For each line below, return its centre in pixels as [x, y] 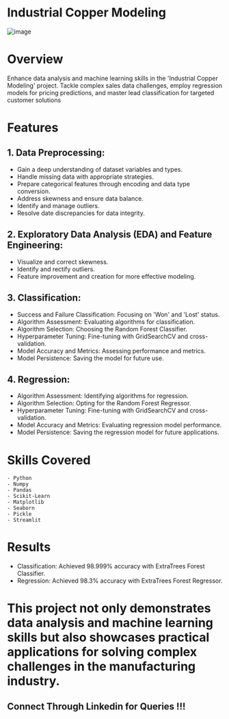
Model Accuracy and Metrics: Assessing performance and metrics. [111, 351]
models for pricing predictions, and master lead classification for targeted [111, 92]
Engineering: [35, 245]
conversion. [33, 191]
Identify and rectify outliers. [56, 269]
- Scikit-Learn [29, 496]
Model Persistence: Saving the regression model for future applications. [118, 432]
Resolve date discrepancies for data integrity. [81, 213]
